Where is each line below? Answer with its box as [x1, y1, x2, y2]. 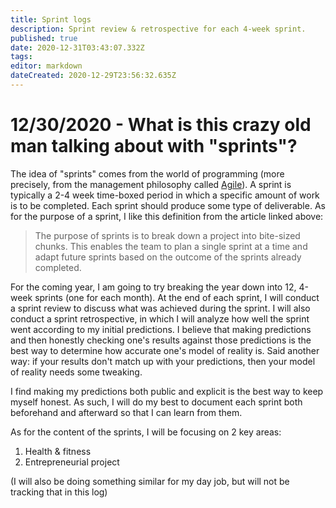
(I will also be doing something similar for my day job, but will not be [10, 475, 290, 487]
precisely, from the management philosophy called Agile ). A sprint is [10, 178, 292, 190]
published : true [10, 33, 78, 43]
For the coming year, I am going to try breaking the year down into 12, [10, 281, 297, 293]
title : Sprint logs [10, 14, 92, 25]
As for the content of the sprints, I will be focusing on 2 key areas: [10, 426, 282, 438]
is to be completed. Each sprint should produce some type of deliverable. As [10, 199, 326, 211]
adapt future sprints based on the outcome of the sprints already [34, 251, 302, 263]
